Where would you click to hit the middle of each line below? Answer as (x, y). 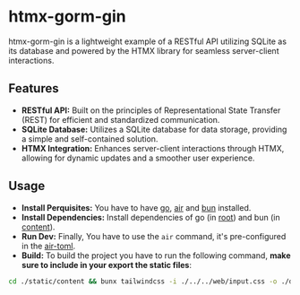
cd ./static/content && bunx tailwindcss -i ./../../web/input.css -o (143, 281)
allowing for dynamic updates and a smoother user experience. (138, 158)
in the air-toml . (48, 246)
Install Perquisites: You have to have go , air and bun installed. (136, 207)
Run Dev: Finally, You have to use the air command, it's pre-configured (154, 236)
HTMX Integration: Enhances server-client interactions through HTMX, (153, 148)
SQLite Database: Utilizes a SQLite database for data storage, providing (154, 129)
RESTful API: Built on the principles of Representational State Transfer (151, 110)
